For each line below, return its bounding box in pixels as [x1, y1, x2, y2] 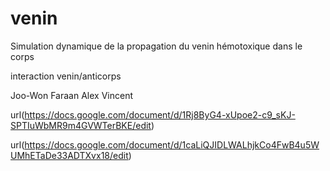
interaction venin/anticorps [10, 70, 122, 82]
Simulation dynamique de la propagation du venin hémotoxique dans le [10, 40, 303, 52]
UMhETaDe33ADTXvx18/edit [10, 149, 129, 161]
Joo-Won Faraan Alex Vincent [10, 89, 133, 101]
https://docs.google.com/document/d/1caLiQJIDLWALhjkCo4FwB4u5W [24, 138, 320, 151]
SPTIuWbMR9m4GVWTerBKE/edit [10, 119, 152, 131]
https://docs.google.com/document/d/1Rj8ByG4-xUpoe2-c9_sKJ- [24, 108, 296, 121]
